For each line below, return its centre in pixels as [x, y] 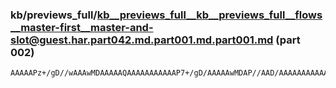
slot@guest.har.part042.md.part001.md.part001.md [142, 40]
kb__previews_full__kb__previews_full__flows [209, 15]
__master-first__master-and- [82, 27]
